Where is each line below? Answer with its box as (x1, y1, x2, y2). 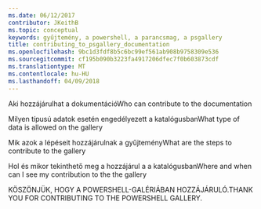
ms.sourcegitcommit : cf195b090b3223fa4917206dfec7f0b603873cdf (8, 56, 219, 64)
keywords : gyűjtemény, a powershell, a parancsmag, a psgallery (8, 33, 223, 42)
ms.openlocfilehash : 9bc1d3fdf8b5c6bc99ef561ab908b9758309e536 (8, 48, 219, 56)
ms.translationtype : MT (8, 63, 86, 71)
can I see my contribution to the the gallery (8, 170, 147, 179)
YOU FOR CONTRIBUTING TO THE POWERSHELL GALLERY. (8, 193, 202, 203)
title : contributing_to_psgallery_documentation (8, 41, 170, 49)
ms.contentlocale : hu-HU (8, 70, 89, 78)
